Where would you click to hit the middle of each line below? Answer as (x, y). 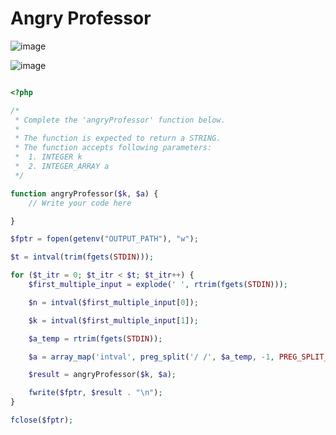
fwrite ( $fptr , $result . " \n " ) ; (95, 393)
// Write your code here (80, 203)
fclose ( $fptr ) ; (42, 420)
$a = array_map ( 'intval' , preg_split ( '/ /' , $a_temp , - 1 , (151, 357)
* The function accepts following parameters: (113, 148)
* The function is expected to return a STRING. (118, 138)
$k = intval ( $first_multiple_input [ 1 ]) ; (113, 320)
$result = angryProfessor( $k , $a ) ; (102, 375)
